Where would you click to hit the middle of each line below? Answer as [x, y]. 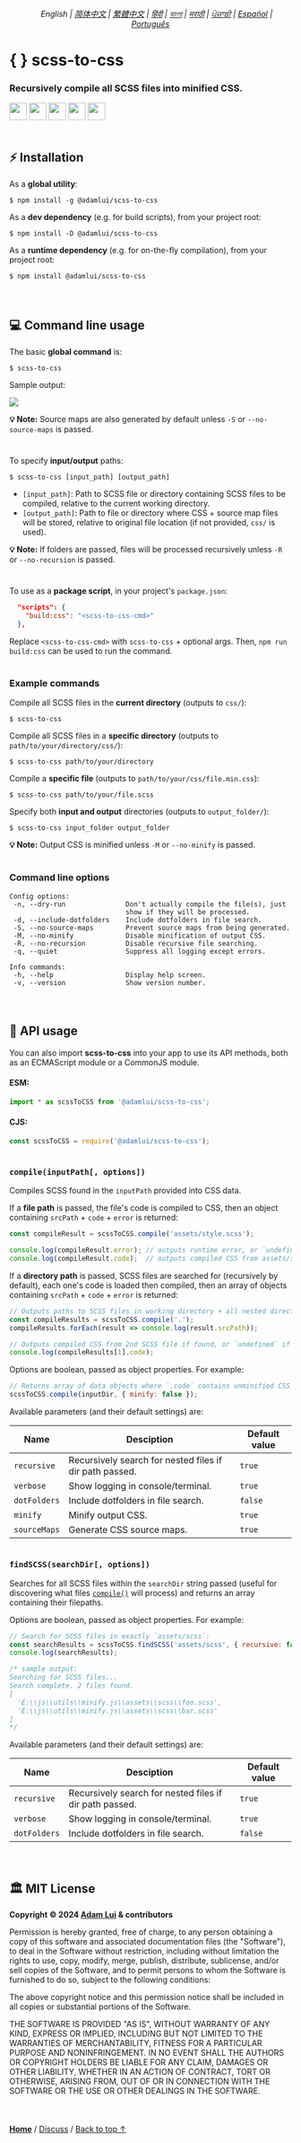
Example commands [55, 683]
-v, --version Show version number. [109, 983]
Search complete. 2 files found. [72, 1686]
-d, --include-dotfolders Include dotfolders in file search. [138, 920]
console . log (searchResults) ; [64, 1653]
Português [150, 23]
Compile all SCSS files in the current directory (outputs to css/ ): [128, 703]
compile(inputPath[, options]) [77, 1172]
